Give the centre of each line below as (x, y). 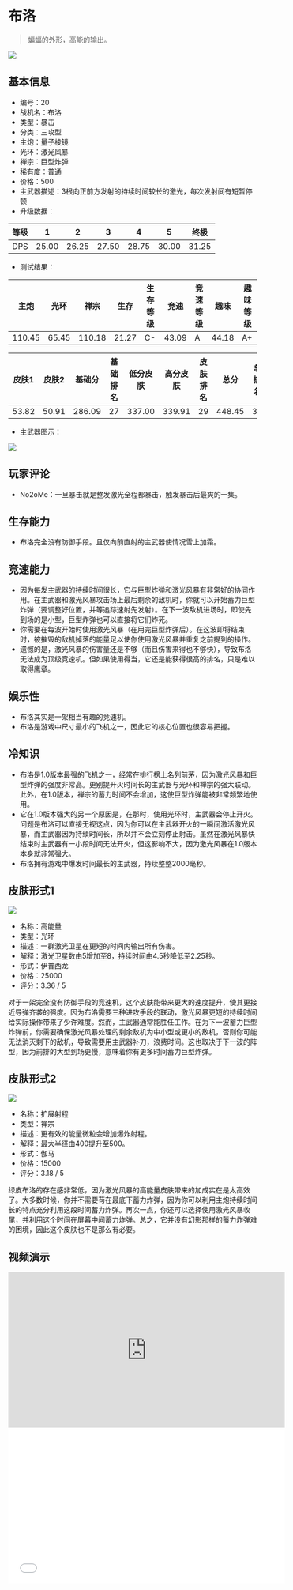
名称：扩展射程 (44, 1114)
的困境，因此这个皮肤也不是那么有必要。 (74, 1230)
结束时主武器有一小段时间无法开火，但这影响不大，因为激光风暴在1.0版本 (138, 843)
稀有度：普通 (40, 171)
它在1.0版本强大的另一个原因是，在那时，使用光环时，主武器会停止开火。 (138, 814)
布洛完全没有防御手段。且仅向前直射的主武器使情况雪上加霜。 (120, 542)
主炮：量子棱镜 (44, 141)
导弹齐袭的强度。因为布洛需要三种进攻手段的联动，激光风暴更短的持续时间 (136, 1012)
